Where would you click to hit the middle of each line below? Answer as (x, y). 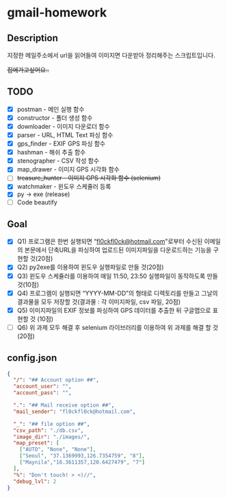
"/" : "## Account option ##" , (56, 380)
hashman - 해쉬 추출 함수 (51, 152)
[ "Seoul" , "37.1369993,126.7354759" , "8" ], (82, 456)
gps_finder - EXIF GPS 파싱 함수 (61, 144)
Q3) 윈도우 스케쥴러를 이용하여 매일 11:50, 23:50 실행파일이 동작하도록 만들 (118, 276)
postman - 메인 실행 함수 (51, 109)
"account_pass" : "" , (42, 393)
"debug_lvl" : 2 (35, 482)
